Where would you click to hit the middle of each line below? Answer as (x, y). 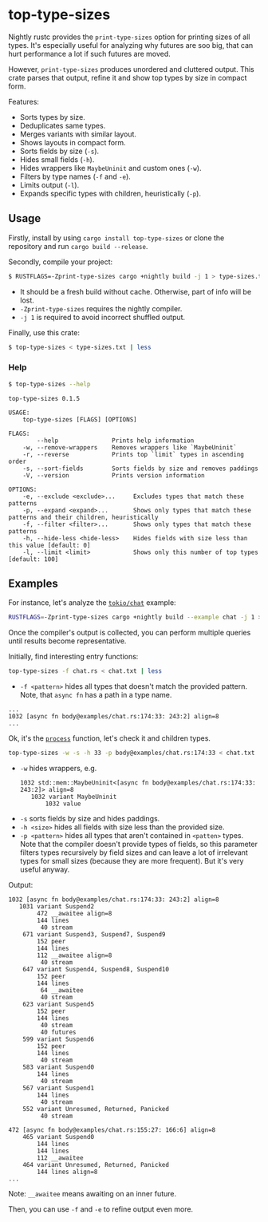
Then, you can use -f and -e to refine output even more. (101, 1209)
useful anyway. (45, 870)
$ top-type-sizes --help (49, 384)
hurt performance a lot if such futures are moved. (90, 53)
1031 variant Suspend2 (56, 907)
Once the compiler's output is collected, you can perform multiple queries (130, 633)
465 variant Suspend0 (58, 1137)
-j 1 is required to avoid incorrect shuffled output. (102, 317)
